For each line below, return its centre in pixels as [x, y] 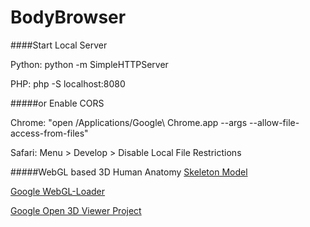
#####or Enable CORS [57, 103]
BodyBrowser [68, 17]
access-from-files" [49, 133]
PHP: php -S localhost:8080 [68, 83]
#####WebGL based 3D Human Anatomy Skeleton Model [129, 172]
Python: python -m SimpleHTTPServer [89, 64]
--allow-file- [274, 122]
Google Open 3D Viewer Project [76, 210]
